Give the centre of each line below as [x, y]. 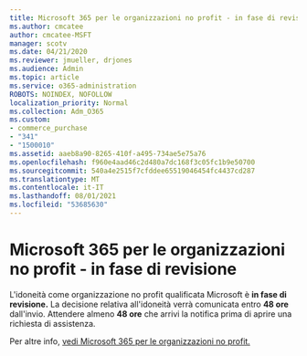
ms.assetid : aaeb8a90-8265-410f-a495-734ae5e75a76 [108, 153]
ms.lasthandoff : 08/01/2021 [63, 196]
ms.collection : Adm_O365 [57, 111]
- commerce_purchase [49, 129]
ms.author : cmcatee [47, 26]
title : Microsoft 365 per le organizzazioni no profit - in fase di [143, 18]
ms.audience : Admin [47, 69]
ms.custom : [30, 120]
